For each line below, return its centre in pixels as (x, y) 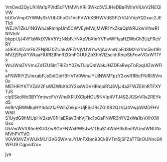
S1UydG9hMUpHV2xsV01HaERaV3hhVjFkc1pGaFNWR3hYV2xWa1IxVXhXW (82, 118)
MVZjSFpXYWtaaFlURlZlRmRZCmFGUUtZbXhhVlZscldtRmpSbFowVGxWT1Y (83, 55)
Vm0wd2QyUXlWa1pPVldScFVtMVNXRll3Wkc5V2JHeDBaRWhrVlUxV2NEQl (83, 7)
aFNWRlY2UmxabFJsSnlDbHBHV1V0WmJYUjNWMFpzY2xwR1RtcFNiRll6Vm (84, 76)
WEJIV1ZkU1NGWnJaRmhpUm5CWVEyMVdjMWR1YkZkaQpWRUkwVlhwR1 (82, 28)
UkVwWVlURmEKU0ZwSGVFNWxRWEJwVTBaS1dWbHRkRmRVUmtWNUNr (83, 128)
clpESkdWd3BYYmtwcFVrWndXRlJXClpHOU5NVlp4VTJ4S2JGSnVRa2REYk (83, 97)
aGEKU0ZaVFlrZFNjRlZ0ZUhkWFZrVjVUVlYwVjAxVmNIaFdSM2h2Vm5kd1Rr (83, 49)
